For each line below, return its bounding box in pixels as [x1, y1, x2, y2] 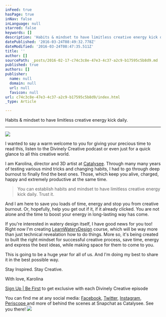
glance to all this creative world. [5, 151, 70, 157]
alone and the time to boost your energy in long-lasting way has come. [5, 211, 149, 218]
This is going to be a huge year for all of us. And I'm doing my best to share [5, 252, 159, 258]
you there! [5, 306, 26, 312]
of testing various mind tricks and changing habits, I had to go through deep [5, 166, 160, 172]
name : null [9, 76, 32, 81]
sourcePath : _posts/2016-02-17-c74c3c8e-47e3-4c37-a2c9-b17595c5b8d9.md [5, 58, 158, 63]
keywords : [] [5, 30, 32, 35]
